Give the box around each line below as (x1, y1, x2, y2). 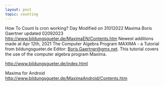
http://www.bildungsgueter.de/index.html (5, 61, 88, 66)
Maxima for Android (5, 70, 45, 76)
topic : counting (5, 12, 38, 17)
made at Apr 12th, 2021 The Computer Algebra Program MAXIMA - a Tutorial (5, 41, 160, 46)
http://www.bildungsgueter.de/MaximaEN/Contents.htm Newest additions (5, 35, 154, 42)
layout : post (5, 7, 32, 12)
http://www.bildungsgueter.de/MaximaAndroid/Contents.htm (5, 75, 128, 81)
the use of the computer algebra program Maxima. (5, 51, 107, 57)
